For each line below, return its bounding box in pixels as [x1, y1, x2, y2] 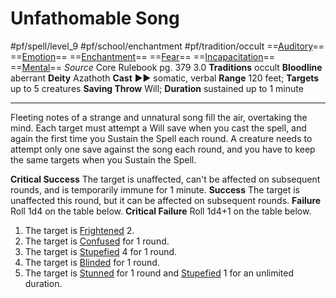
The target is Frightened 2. [24, 224, 135, 236]
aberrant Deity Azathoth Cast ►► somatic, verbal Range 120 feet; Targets [10, 72, 320, 84]
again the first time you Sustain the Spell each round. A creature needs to [10, 132, 313, 144]
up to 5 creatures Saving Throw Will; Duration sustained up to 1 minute [10, 82, 304, 94]
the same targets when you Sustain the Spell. [10, 153, 197, 166]
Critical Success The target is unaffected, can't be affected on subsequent [10, 173, 321, 185]
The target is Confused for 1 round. [24, 235, 170, 247]
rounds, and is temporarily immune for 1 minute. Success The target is [10, 183, 301, 196]
